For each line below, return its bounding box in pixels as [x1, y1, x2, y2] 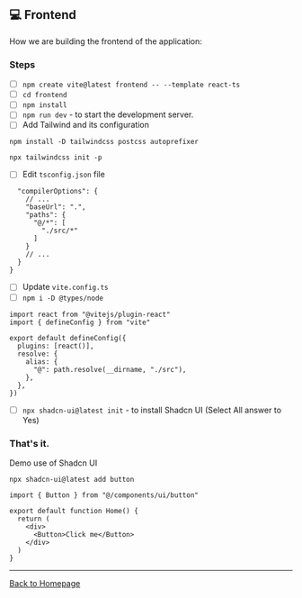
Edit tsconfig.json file [22, 169, 105, 180]
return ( [17, 514, 50, 523]
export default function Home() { [9, 506, 139, 515]
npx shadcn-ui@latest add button [9, 475, 135, 484]
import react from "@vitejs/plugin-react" [9, 310, 171, 319]
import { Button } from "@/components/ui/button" [9, 490, 200, 500]
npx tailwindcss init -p [9, 153, 102, 162]
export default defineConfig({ [9, 333, 127, 342]
